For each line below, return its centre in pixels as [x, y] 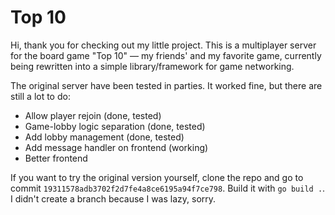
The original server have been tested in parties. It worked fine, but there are [166, 85]
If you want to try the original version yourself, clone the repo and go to [157, 177]
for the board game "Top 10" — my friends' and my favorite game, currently [166, 55]
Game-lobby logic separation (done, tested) [115, 126]
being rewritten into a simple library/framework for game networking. [152, 66]
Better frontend [56, 158]
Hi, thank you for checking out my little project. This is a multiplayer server [163, 45]
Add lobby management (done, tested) [104, 137]
